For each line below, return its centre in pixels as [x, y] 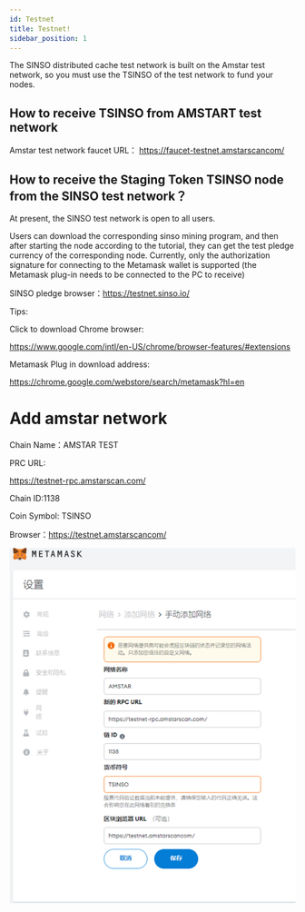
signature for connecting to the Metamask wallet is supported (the [133, 265]
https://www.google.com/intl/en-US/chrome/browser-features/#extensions [150, 347]
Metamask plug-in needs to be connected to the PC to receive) [127, 274]
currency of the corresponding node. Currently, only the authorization [140, 255]
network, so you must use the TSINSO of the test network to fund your [142, 75]
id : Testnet [32, 19]
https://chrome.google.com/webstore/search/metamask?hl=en [127, 382]
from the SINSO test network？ [98, 196]
